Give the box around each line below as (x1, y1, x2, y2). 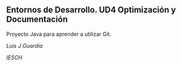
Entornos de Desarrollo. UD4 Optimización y (6, 5, 177, 15)
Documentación (6, 15, 68, 25)
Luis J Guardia (6, 42, 43, 49)
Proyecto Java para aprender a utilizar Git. (6, 30, 112, 38)
